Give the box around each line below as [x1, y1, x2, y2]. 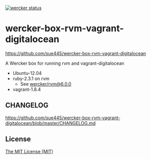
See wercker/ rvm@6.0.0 [20, 81, 71, 87]
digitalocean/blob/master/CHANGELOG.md [5, 120, 96, 126]
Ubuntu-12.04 [12, 70, 42, 76]
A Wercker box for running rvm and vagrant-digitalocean [5, 60, 124, 66]
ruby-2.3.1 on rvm [12, 75, 50, 82]
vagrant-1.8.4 [12, 86, 41, 92]
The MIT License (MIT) [5, 148, 54, 154]
